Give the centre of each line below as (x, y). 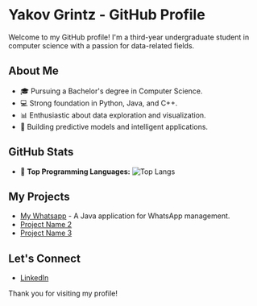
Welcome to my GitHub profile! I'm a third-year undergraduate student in (129, 37)
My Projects (39, 196)
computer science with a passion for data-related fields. (102, 45)
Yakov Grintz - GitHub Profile (107, 15)
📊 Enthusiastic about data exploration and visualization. (113, 115)
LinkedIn (34, 278)
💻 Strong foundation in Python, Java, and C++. (99, 103)
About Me (33, 71)
